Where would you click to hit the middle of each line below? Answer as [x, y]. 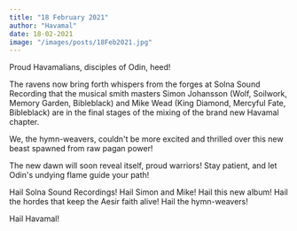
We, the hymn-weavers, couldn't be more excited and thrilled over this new [146, 139]
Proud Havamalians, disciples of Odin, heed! [90, 67]
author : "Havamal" [43, 26]
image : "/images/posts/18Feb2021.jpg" [81, 42]
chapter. [24, 122]
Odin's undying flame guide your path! [79, 175]
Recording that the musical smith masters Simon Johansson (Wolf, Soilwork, [148, 94]
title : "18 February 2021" [59, 17]
